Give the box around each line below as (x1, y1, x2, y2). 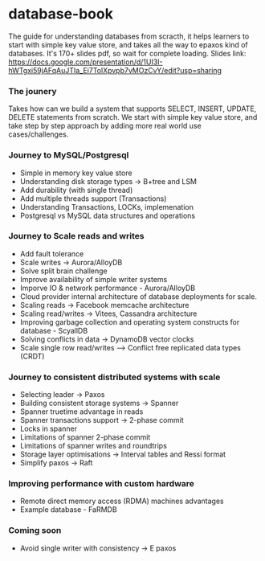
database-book (8, 5, 114, 23)
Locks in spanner (19, 424, 78, 434)
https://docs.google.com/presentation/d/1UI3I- (8, 57, 163, 67)
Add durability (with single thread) (19, 185, 133, 195)
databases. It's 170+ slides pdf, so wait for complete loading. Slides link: (8, 48, 247, 58)
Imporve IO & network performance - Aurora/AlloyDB (19, 283, 195, 293)
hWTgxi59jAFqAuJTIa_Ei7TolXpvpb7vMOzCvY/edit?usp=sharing (8, 65, 222, 75)
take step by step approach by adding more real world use (8, 121, 202, 131)
